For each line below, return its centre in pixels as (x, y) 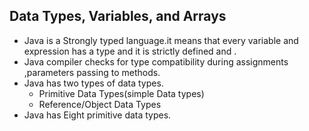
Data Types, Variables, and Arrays (118, 16)
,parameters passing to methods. (92, 72)
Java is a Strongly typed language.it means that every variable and (161, 40)
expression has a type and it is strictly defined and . (130, 51)
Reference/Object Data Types (100, 104)
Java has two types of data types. (93, 83)
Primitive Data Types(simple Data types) (121, 93)
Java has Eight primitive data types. (97, 115)
